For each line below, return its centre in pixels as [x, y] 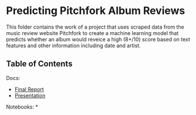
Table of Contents [39, 64]
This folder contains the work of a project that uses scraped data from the [95, 27]
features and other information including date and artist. [73, 46]
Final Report [29, 89]
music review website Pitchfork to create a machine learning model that [92, 33]
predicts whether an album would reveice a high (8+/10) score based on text [98, 39]
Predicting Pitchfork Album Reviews [96, 11]
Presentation [30, 95]
